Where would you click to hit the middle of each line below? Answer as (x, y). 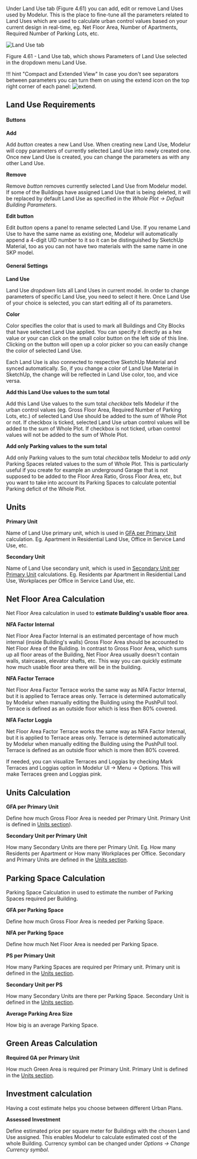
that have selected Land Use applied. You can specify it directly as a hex (94, 332)
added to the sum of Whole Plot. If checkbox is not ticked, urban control (93, 428)
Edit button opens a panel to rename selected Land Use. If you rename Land (98, 227)
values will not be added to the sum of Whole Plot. (67, 435)
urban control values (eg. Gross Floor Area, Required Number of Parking (94, 410)
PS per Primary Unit (31, 956)
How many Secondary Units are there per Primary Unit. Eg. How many (91, 847)
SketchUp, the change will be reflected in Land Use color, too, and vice (92, 374)
